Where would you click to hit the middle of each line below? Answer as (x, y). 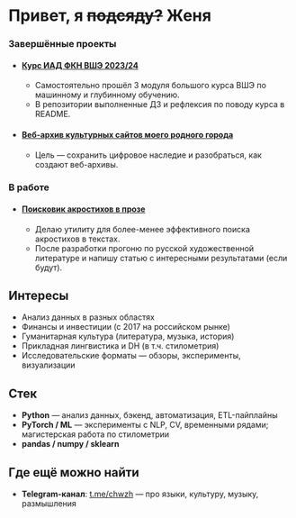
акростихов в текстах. (77, 239)
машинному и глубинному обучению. (108, 95)
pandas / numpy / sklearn (70, 444)
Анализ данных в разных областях (88, 317)
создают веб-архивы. (76, 164)
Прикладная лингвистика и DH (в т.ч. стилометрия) (120, 346)
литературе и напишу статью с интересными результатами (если (161, 258)
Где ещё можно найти (74, 473)
